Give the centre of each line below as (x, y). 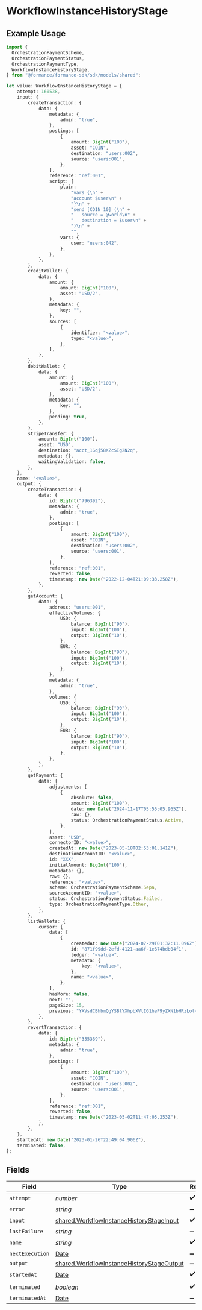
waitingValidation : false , (72, 461)
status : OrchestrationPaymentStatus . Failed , (106, 899)
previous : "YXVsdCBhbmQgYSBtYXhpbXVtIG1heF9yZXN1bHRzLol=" (124, 1011)
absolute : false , (92, 798)
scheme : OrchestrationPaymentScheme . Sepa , (103, 887)
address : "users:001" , (78, 607)
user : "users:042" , (95, 243)
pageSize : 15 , (67, 1005)
